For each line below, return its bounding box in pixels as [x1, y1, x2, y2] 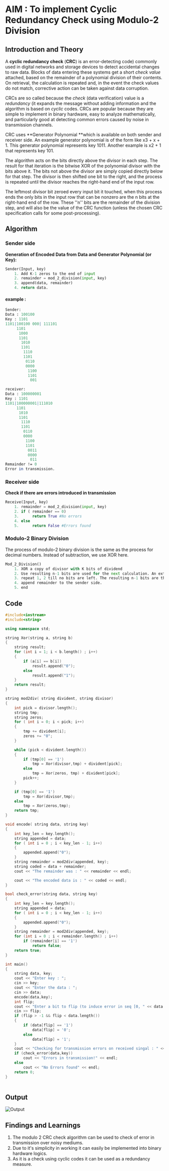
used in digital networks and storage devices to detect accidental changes [5, 64, 160, 70]
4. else [14, 518, 30, 523]
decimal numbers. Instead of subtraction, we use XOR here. [5, 551, 129, 558]
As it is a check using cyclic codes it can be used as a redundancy [12, 1156, 150, 1162]
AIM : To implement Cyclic [5, 4, 117, 15]
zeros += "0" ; [23, 734, 53, 739]
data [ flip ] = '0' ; [32, 1027, 71, 1032]
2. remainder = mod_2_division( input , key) [14, 276, 107, 281]
